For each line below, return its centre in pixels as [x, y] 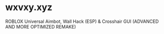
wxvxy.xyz [29, 7]
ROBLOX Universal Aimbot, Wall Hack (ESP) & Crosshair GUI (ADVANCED [82, 21]
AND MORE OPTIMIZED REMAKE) [41, 26]
